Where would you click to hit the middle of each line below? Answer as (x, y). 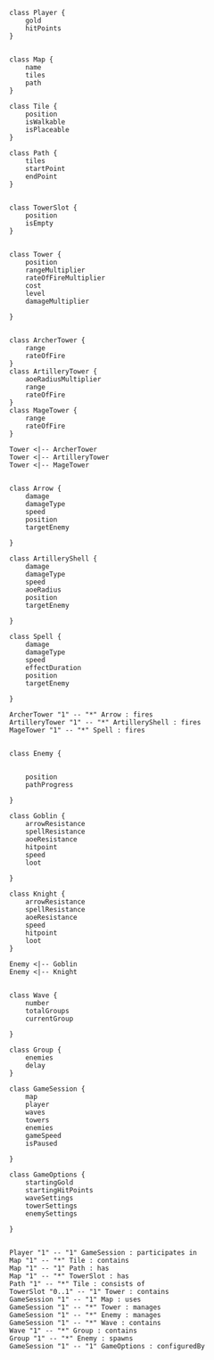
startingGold (49, 1183)
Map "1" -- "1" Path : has (59, 1268)
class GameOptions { (48, 1175)
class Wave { (33, 995)
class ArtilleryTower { (53, 372)
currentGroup (49, 1019)
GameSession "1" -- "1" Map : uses (75, 1299)
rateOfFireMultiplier (65, 278)
